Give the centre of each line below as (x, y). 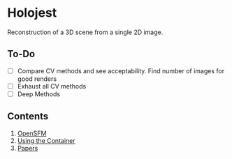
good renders (37, 79)
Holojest (32, 13)
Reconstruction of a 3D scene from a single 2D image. (85, 32)
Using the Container (46, 140)
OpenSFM (32, 133)
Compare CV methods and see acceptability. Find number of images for (121, 70)
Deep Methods (39, 94)
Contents (28, 116)
